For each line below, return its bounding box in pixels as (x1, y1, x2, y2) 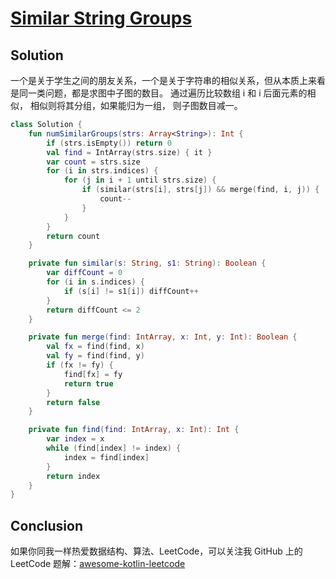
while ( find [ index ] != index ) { (46, 443, 182, 453)
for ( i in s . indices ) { (46, 277, 145, 287)
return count (46, 231, 101, 241)
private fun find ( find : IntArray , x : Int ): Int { (28, 425, 240, 435)
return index (46, 471, 101, 481)
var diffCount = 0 (46, 268, 123, 278)
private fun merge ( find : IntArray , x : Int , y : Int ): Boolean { (28, 332, 298, 342)
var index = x (46, 434, 105, 444)
